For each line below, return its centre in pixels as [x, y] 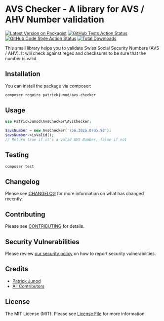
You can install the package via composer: [48, 86]
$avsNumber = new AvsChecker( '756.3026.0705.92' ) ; [58, 131]
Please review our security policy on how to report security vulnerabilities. [81, 254]
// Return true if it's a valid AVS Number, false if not [66, 140]
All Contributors [28, 286]
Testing [17, 155]
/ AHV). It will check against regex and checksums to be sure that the [76, 53]
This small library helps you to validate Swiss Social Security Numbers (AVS [82, 48]
